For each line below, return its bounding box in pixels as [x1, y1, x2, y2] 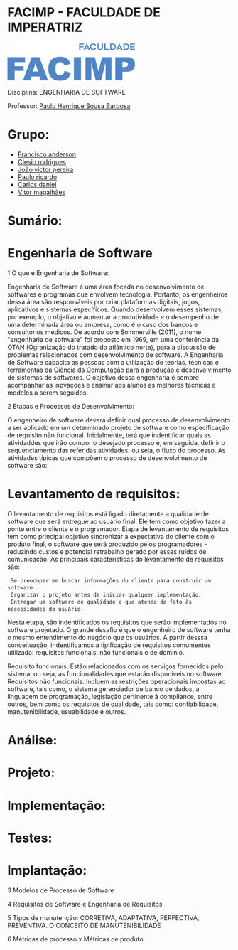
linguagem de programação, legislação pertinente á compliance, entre [7, 692, 213, 700]
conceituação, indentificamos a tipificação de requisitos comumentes [7, 641, 211, 649]
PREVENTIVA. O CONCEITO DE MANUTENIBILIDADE [7, 921, 161, 929]
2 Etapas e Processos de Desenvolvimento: [7, 402, 135, 410]
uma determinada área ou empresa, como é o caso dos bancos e [7, 321, 198, 329]
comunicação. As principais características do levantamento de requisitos [7, 555, 224, 563]
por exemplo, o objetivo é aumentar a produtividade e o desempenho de [7, 313, 219, 321]
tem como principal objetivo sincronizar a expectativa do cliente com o [7, 532, 215, 540]
